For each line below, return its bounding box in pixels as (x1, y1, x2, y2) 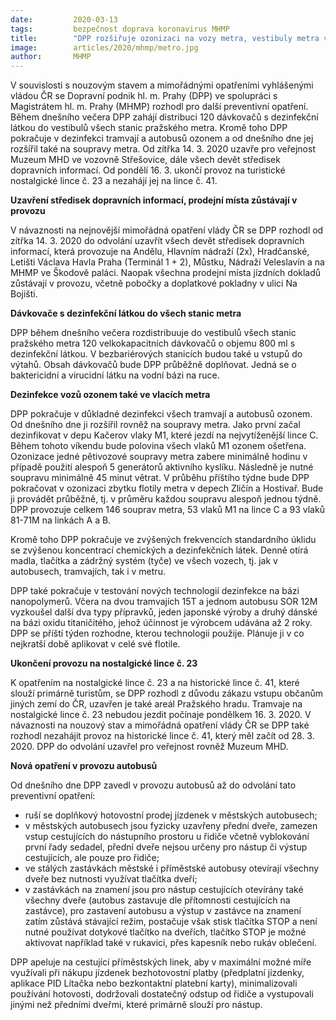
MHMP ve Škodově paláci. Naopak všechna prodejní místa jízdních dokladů (10, 267, 322, 279)
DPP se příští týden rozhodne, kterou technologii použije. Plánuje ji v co (10, 627, 305, 640)
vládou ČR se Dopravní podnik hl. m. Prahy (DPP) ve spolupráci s (10, 90, 278, 102)
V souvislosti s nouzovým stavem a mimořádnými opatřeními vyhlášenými (10, 79, 314, 91)
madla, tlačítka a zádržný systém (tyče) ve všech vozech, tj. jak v (10, 555, 278, 567)
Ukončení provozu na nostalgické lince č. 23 (10, 657, 198, 670)
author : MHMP (10, 52, 92, 62)
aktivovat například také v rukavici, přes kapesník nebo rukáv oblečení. (24, 937, 317, 949)
